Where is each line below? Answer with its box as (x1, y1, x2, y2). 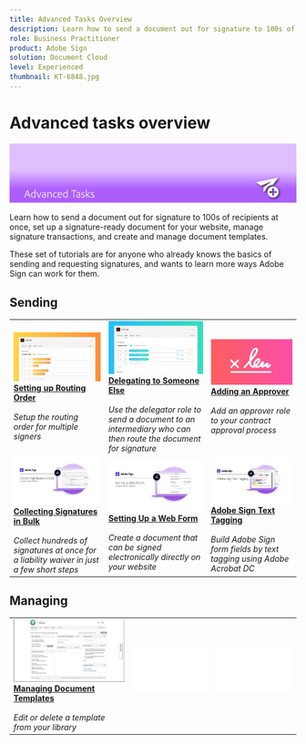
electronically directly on (107, 552, 201, 563)
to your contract (210, 415, 271, 426)
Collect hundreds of (13, 535, 88, 546)
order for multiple (13, 422, 79, 433)
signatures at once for (13, 545, 97, 555)
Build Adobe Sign (210, 534, 276, 545)
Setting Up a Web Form (107, 513, 199, 524)
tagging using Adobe (210, 553, 290, 564)
